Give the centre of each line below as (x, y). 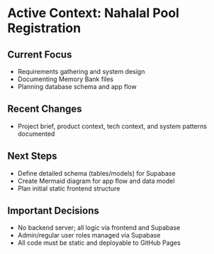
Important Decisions (53, 211)
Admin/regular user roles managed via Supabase (89, 236)
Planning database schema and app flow (77, 86)
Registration (44, 28)
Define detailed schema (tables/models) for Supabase (96, 173)
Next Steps (32, 156)
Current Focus (40, 54)
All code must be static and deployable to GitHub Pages (99, 243)
